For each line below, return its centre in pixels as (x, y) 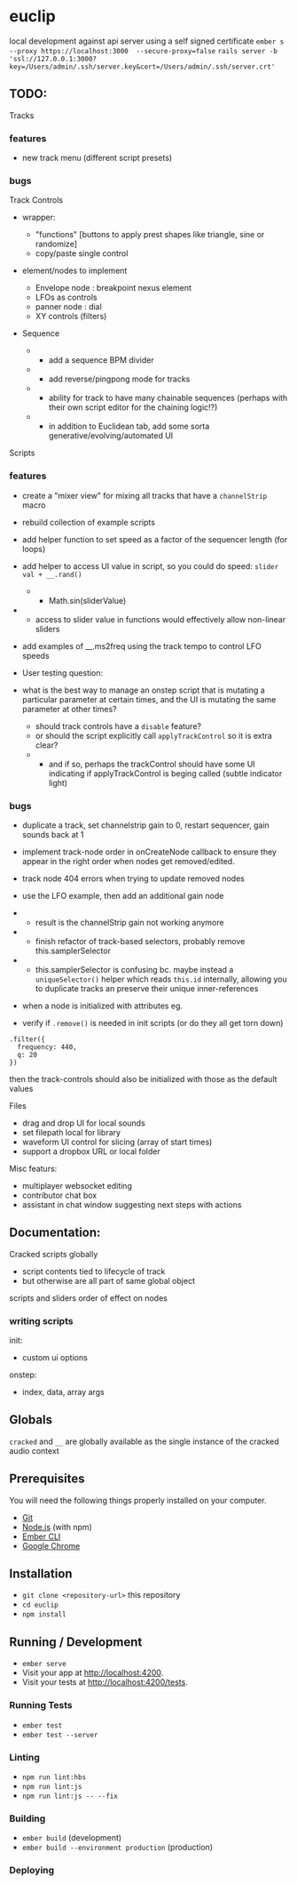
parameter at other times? (69, 709)
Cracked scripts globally (54, 1254)
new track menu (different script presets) (97, 158)
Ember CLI (41, 1536)
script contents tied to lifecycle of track (94, 1271)
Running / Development (76, 1642)
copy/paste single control (82, 253)
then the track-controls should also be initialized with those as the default (143, 1079)
